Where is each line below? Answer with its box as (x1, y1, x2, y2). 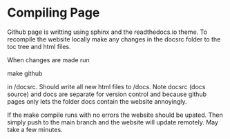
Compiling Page (7, 5, 100, 21)
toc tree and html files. (7, 42, 71, 50)
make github (7, 69, 43, 77)
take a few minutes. (7, 125, 64, 133)
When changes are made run (7, 55, 90, 64)
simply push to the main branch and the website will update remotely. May (7, 118, 219, 126)
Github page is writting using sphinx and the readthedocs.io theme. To (7, 28, 207, 36)
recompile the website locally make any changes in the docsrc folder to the (7, 35, 221, 43)
